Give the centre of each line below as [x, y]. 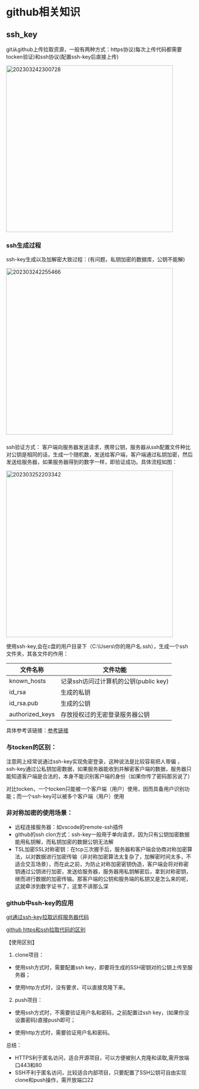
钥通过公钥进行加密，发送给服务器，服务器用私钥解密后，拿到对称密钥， [103, 871]
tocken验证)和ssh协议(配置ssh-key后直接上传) [62, 57]
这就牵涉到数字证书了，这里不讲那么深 [61, 886]
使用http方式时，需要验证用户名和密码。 [64, 1033]
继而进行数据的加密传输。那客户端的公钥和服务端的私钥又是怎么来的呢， [103, 879]
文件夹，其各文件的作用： [37, 654]
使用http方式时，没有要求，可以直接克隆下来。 [71, 988]
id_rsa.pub [24, 703]
